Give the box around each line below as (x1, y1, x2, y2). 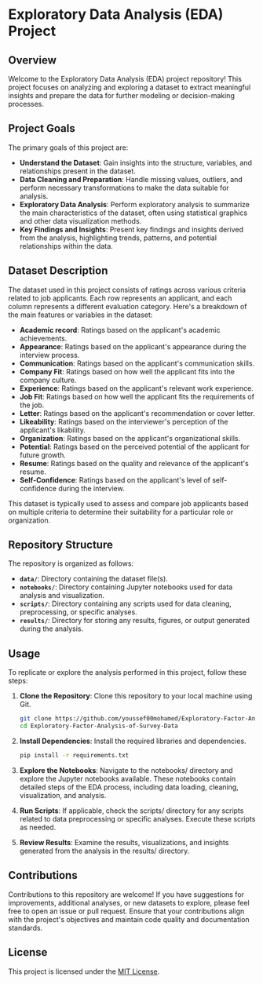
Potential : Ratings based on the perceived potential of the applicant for (19, 442, 250, 451)
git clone (19, 715, 53, 723)
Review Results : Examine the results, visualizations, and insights (19, 837, 229, 847)
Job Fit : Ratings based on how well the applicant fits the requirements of (19, 392, 255, 401)
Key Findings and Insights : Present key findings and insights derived (19, 224, 243, 234)
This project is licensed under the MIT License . (8, 967, 160, 976)
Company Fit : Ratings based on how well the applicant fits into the (19, 366, 236, 376)
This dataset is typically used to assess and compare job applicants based (8, 498, 249, 508)
